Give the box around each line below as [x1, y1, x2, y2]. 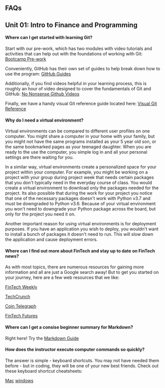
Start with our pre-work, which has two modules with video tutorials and [5, 45, 152, 51]
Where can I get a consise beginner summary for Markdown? [5, 324, 133, 330]
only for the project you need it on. [5, 211, 76, 217]
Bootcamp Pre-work [5, 56, 46, 62]
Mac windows [5, 378, 34, 384]
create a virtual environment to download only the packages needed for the [5, 185, 159, 191]
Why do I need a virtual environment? [5, 117, 84, 123]
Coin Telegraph [5, 303, 37, 309]
